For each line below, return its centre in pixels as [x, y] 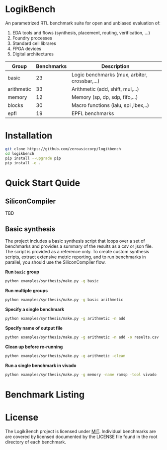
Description [116, 66]
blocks [15, 105]
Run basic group [22, 272]
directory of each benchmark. [36, 442]
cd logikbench [20, 153]
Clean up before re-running [34, 347]
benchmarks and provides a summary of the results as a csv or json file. [79, 246]
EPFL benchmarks [93, 113]
